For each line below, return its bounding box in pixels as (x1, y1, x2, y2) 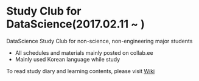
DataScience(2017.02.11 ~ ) (6, 17, 145, 31)
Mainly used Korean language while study (15, 55, 120, 63)
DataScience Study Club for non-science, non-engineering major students (6, 37, 193, 44)
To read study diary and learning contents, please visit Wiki (6, 67, 155, 74)
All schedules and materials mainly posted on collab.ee (15, 49, 153, 56)
